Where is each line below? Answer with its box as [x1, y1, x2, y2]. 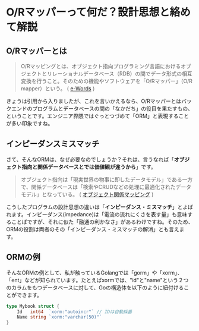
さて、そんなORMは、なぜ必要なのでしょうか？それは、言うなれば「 [6, 156, 174, 163]
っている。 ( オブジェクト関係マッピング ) [52, 191, 154, 198]
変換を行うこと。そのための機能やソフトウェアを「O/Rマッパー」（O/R [20, 78, 193, 84]
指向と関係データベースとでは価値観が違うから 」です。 [21, 163, 156, 170]
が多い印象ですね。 [6, 120, 53, 127]
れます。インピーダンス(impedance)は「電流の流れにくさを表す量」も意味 [6, 210, 188, 217]
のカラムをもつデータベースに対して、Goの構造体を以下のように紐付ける [6, 283, 184, 291]
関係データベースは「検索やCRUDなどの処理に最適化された [31, 183, 176, 190]
